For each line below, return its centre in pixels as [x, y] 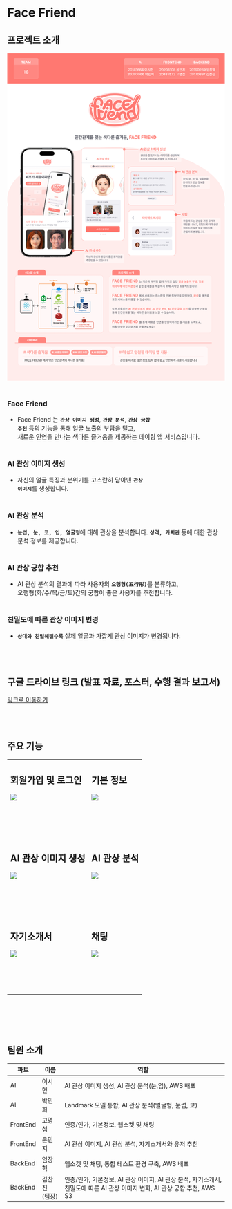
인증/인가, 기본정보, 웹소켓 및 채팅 [109, 1125]
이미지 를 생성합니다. [43, 489]
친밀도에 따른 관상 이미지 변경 [53, 619]
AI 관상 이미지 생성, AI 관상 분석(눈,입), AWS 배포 [130, 1085]
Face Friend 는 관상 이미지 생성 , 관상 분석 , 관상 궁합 [84, 420]
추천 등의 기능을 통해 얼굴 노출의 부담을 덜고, [76, 428]
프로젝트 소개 [33, 40]
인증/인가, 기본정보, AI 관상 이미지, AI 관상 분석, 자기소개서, [143, 1179]
